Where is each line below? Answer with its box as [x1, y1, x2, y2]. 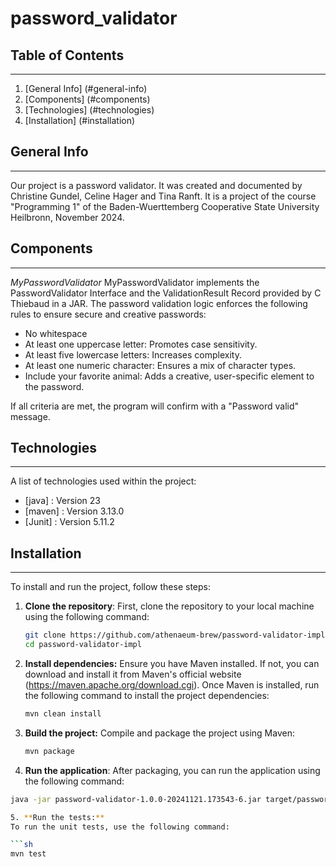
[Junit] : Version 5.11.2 [24, 516, 115, 528]
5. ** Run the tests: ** [10, 812, 105, 822]
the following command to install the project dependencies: [24, 690, 270, 701]
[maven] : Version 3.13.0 [24, 505, 125, 517]
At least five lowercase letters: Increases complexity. [24, 348, 242, 361]
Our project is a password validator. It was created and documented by [10, 179, 303, 191]
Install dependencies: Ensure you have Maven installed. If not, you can [24, 658, 320, 669]
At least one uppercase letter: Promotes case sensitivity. [24, 338, 258, 350]
